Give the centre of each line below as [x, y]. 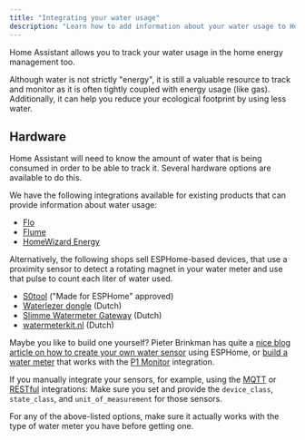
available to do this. [46, 178]
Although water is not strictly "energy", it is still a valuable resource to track [150, 79]
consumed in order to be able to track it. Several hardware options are [140, 168]
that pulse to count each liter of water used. [91, 279]
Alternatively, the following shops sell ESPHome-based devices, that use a [148, 259]
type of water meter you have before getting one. [102, 426]
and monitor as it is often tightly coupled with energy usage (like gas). [140, 89]
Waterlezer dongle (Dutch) [72, 306]
